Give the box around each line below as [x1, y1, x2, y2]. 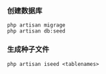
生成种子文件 [7, 45, 50, 54]
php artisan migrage [7, 22, 66, 29]
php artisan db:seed [7, 28, 66, 35]
